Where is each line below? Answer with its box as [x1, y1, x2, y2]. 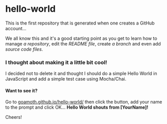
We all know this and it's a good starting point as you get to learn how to [5, 35, 157, 41]
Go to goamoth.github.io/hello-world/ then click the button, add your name [5, 99, 162, 105]
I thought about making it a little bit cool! [5, 59, 107, 66]
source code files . [5, 46, 43, 52]
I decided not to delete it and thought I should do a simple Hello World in [5, 70, 157, 77]
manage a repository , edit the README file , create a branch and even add [5, 40, 161, 46]
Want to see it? [5, 87, 38, 93]
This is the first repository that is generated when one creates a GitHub [5, 20, 155, 26]
